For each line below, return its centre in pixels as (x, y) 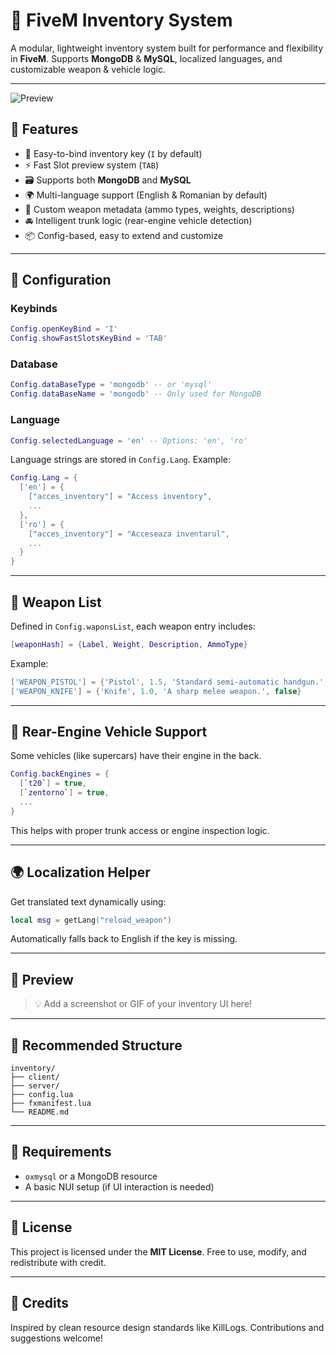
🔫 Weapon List (56, 602)
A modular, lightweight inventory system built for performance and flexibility (167, 48)
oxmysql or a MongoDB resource (91, 1176)
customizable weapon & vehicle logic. (88, 69)
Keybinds (34, 309)
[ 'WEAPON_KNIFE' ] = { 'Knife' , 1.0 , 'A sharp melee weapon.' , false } (156, 691)
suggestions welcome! (56, 1338)
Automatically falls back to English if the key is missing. (124, 939)
